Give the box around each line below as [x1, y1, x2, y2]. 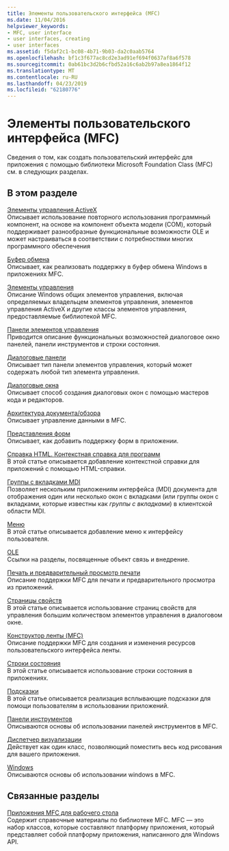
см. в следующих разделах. [7, 168, 89, 176]
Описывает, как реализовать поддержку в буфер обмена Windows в [7, 262, 208, 270]
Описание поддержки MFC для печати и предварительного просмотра [7, 576, 215, 584]
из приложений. [7, 583, 54, 591]
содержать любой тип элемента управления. [7, 368, 140, 376]
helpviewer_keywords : [7, 23, 69, 29]
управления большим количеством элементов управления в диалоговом [7, 611, 223, 619]
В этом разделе [7, 188, 78, 199]
